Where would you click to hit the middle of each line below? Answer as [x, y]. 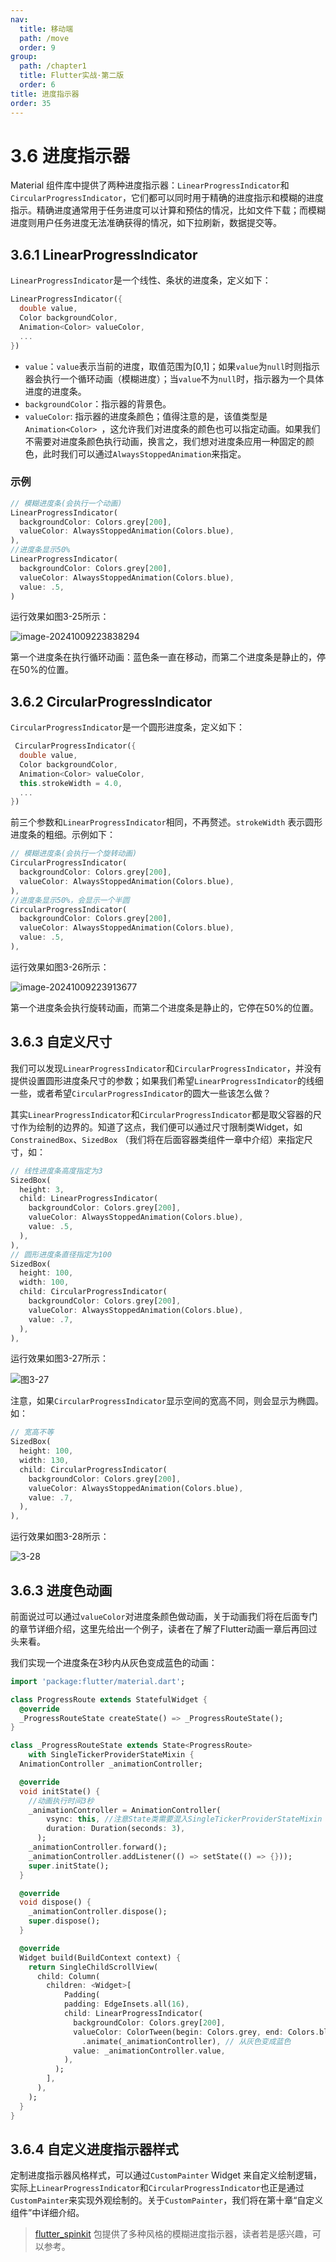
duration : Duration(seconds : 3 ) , [116, 1829]
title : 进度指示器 [45, 94]
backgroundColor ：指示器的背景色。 [98, 403]
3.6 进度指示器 [70, 155]
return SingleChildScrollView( [93, 1967]
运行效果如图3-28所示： [60, 1537]
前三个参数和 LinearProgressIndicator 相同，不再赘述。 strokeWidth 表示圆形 [166, 822]
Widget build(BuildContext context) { [100, 1957]
